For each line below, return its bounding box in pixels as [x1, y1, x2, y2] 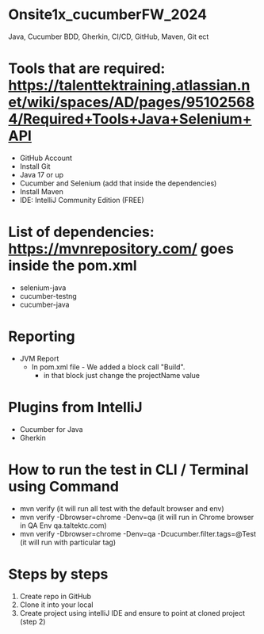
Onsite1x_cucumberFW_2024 [8, 6, 208, 24]
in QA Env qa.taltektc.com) [19, 521, 107, 530]
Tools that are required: [8, 59, 166, 78]
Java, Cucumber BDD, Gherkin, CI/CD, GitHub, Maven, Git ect [8, 32, 209, 41]
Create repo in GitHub [19, 591, 92, 601]
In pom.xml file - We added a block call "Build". [31, 362, 186, 372]
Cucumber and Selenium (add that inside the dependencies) [19, 178, 217, 188]
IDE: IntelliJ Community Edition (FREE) [19, 195, 144, 204]
